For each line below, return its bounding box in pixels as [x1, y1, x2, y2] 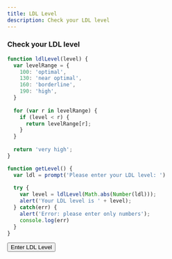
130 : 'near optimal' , [19, 74, 82, 82]
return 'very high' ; [13, 146, 73, 153]
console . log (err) [19, 217, 70, 223]
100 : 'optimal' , [19, 68, 67, 75]
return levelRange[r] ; [25, 120, 92, 127]
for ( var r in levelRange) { [13, 107, 98, 114]
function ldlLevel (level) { [7, 55, 89, 63]
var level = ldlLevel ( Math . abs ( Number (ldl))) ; [19, 191, 157, 198]
